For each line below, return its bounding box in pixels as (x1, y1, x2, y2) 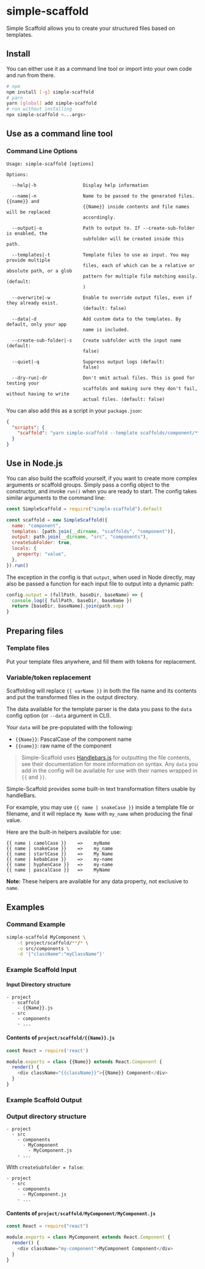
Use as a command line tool (6, 128, 113, 139)
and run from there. (6, 72, 56, 79)
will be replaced (6, 209, 51, 215)
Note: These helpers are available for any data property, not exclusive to (6, 878, 189, 885)
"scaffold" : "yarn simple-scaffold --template (17, 430, 138, 436)
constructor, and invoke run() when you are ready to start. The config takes (6, 487, 197, 495)
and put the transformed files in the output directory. (6, 694, 138, 701)
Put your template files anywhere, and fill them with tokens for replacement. (6, 658, 197, 665)
